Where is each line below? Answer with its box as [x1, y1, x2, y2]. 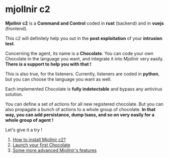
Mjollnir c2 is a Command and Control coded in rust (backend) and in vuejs [5, 20, 164, 26]
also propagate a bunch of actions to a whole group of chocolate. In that [5, 106, 156, 112]
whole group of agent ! [5, 117, 54, 123]
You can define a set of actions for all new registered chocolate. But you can [5, 101, 163, 107]
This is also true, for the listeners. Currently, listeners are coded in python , [5, 70, 160, 76]
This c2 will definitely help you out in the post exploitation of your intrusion [5, 35, 162, 41]
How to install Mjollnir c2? [12, 136, 66, 142]
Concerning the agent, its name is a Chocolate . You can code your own [5, 50, 153, 56]
